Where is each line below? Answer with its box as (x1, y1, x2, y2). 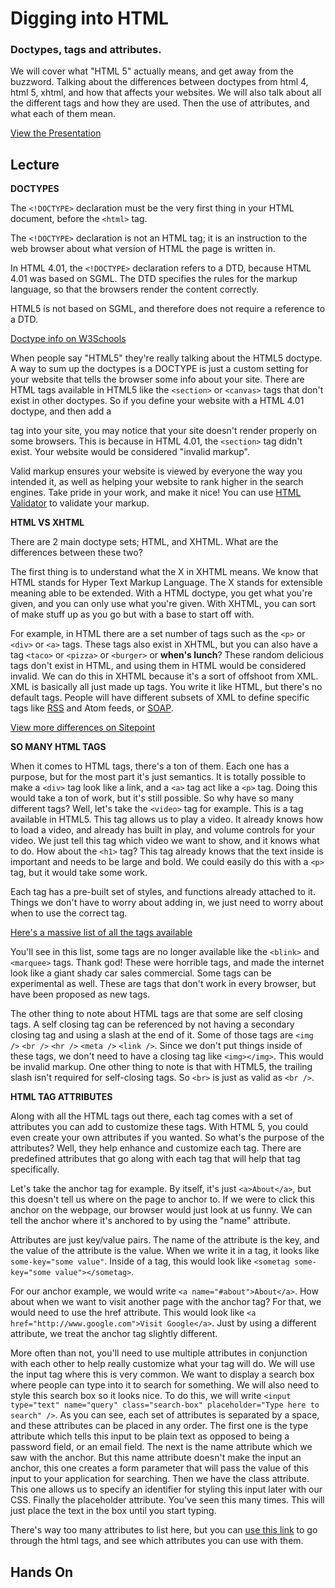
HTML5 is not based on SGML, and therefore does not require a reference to (10, 303, 326, 315)
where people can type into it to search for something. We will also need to (10, 1379, 320, 1391)
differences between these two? (10, 547, 143, 559)
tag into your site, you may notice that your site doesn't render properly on (10, 425, 318, 437)
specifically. (10, 1163, 60, 1176)
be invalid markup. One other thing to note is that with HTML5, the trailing (10, 1061, 313, 1073)
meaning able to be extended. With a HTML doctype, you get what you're (10, 587, 313, 599)
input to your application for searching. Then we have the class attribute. (10, 1473, 310, 1485)
